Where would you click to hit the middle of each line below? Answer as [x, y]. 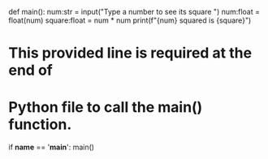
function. [40, 125]
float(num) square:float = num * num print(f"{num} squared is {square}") [130, 20]
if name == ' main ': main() [52, 147]
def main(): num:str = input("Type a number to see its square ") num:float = [134, 12]
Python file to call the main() [106, 107]
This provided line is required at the [130, 53]
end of [30, 70]
